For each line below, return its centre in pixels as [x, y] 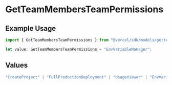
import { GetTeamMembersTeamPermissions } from [57, 40]
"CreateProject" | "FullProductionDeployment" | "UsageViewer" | [76, 77]
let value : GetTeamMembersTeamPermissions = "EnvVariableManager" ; [79, 49]
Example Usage [31, 28]
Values [17, 65]
